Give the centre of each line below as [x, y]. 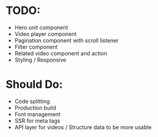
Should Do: [34, 84]
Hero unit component [41, 27]
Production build [35, 108]
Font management [37, 114]
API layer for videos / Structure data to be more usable [83, 127]
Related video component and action [61, 53]
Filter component [36, 47]
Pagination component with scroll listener [66, 40]
